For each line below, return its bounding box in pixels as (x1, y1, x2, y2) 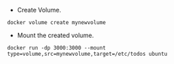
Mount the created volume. (17, 31, 94, 39)
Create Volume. (17, 6, 62, 14)
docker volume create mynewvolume (7, 19, 107, 26)
